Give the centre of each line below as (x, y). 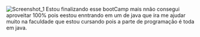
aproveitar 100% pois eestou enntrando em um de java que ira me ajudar (96, 15)
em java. (17, 28)
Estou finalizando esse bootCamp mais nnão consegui (113, 9)
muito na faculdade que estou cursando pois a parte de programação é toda (100, 21)
